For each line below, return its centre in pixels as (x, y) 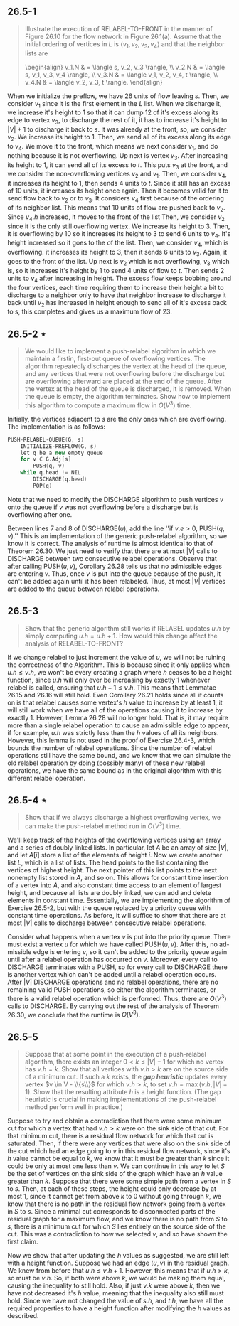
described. (23, 1316)
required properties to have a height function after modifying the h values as (119, 1308)
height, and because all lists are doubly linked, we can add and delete (110, 893)
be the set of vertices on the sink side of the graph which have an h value (115, 1174)
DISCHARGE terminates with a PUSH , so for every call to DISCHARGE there (117, 967)
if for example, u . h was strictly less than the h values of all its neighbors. (113, 732)
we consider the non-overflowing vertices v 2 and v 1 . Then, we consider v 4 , (117, 175)
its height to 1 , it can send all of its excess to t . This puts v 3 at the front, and (118, 165)
